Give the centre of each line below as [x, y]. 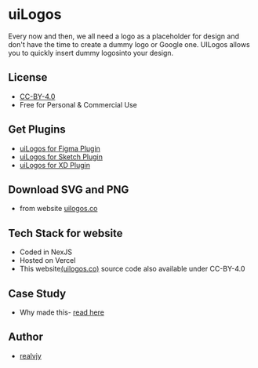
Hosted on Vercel [47, 261]
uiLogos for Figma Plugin [60, 148]
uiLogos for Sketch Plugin [61, 157]
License [28, 77]
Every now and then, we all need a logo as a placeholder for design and [124, 36]
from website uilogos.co [58, 209]
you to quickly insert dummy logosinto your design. [91, 53]
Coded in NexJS [46, 252]
